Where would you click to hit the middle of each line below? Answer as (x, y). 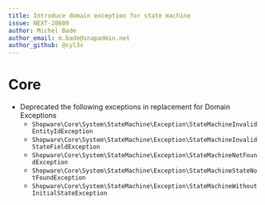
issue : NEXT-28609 (39, 23)
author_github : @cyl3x (46, 45)
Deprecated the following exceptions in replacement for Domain (125, 107)
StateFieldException (66, 147)
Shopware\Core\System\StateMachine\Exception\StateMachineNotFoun (144, 156)
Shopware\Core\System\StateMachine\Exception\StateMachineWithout (144, 187)
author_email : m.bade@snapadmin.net (69, 38)
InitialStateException (69, 193)
